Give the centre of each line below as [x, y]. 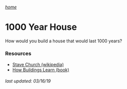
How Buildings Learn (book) [41, 70]
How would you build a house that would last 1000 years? [64, 41]
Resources [18, 54]
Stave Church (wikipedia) [38, 64]
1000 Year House [41, 27]
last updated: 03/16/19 [28, 81]
